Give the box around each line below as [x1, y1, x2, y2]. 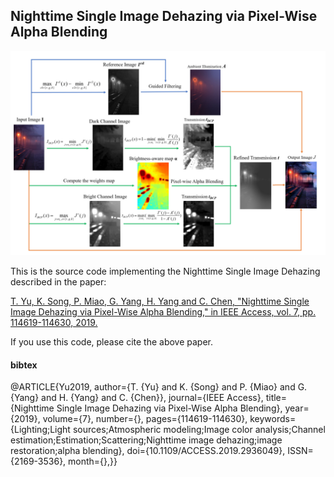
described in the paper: [10, 275, 107, 288]
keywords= [249, 413, 297, 425]
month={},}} [68, 455, 118, 468]
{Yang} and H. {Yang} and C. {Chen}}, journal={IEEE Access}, [10, 392, 264, 404]
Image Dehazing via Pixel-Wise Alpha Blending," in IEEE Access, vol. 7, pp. [10, 305, 317, 318]
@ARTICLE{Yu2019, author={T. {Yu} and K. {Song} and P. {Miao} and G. [10, 381, 308, 393]
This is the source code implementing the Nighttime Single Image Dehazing [10, 265, 321, 277]
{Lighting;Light [10, 424, 71, 436]
